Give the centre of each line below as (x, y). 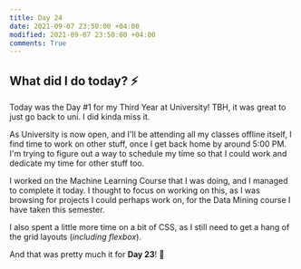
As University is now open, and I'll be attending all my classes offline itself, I (150, 134)
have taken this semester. (57, 210)
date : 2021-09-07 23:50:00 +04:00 (75, 26)
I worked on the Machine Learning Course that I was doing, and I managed (149, 181)
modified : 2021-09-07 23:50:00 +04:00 (83, 34)
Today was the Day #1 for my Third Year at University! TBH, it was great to (148, 107)
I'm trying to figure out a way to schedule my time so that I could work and (148, 154)
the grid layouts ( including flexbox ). (76, 237)
